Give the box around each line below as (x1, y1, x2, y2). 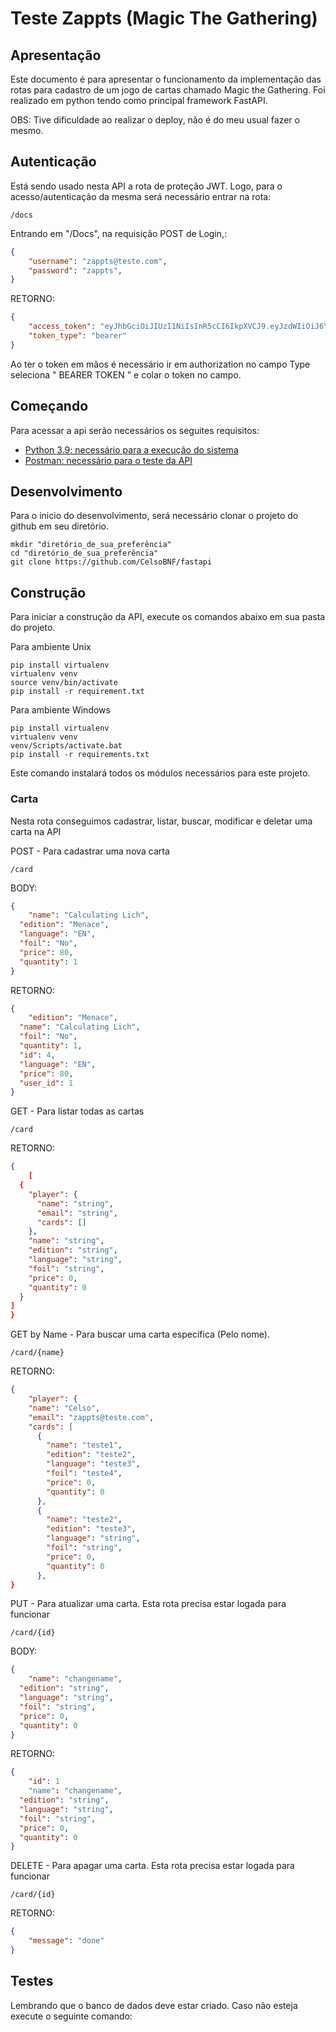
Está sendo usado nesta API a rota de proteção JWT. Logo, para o (10, 180, 283, 192)
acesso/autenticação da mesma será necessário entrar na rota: (10, 190, 272, 202)
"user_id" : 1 (19, 1078, 74, 1088)
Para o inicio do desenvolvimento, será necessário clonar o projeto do (10, 510, 299, 522)
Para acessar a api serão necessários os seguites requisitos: (10, 424, 260, 436)
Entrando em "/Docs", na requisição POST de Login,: (10, 227, 228, 239)
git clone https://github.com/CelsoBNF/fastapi (10, 557, 213, 567)
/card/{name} (10, 1348, 65, 1358)
